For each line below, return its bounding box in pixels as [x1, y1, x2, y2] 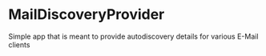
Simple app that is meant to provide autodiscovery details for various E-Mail [8, 32, 259, 41]
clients [8, 39, 30, 49]
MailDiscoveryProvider [8, 6, 165, 24]
